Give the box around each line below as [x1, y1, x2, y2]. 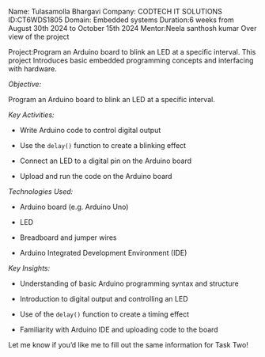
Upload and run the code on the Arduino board [19, 172, 172, 180]
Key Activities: [8, 110, 55, 120]
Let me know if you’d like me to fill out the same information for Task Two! [8, 340, 249, 349]
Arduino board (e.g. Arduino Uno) [19, 202, 129, 211]
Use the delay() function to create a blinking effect [19, 141, 187, 150]
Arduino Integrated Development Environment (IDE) [19, 249, 187, 257]
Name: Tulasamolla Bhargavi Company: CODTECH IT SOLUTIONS [8, 7, 223, 16]
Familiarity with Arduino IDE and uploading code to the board [19, 325, 219, 334]
